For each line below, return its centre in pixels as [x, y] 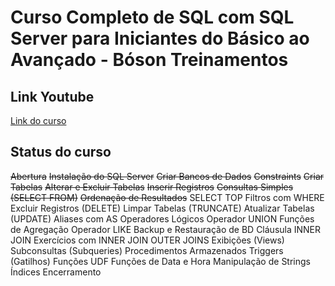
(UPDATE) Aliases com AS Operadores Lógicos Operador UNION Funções [162, 218]
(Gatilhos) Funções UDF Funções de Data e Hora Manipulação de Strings [160, 261]
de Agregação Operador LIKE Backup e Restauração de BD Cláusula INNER [166, 229]
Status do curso [61, 152]
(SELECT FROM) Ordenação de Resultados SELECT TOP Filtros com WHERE [167, 197]
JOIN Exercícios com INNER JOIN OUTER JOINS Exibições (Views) [147, 240]
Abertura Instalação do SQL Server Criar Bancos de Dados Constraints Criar [167, 176]
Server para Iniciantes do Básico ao [160, 38]
